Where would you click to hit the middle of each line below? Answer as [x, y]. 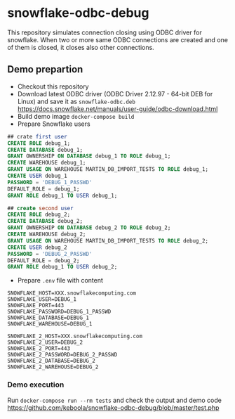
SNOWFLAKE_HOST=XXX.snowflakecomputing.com [72, 293]
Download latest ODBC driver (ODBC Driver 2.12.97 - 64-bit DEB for [115, 94]
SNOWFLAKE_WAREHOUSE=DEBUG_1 [50, 324]
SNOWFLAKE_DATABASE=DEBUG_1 [48, 318]
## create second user [40, 208]
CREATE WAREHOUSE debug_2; [47, 234]
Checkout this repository [53, 86]
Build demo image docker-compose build [76, 116]
